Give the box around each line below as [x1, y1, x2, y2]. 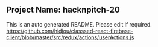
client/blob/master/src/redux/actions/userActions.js [6, 33, 134, 41]
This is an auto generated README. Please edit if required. [6, 20, 152, 28]
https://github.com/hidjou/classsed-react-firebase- [6, 27, 134, 34]
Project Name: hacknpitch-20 [6, 5, 121, 15]
